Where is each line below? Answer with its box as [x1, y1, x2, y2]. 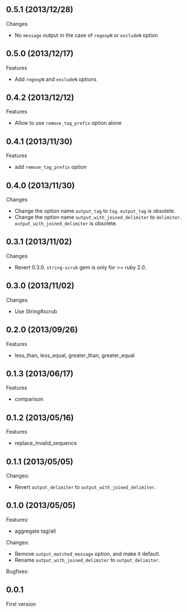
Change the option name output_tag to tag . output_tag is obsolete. [14, 208, 176, 215]
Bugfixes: [6, 567, 29, 574]
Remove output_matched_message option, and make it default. [14, 550, 161, 557]
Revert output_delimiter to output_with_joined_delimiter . [14, 483, 157, 491]
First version [6, 600, 36, 607]
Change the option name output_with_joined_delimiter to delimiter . [14, 214, 182, 221]
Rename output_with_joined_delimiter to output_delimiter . [14, 556, 161, 563]
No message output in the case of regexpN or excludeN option [14, 32, 158, 39]
